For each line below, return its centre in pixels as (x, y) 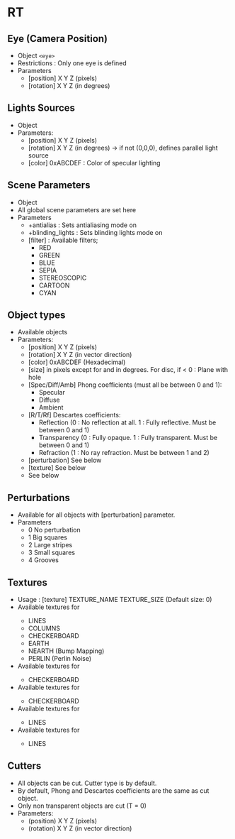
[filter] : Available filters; (63, 240)
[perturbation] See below (65, 460)
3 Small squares (52, 553)
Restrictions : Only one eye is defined (72, 63)
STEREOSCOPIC (63, 278)
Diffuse (49, 400)
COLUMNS (44, 628)
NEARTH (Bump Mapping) (66, 651)
